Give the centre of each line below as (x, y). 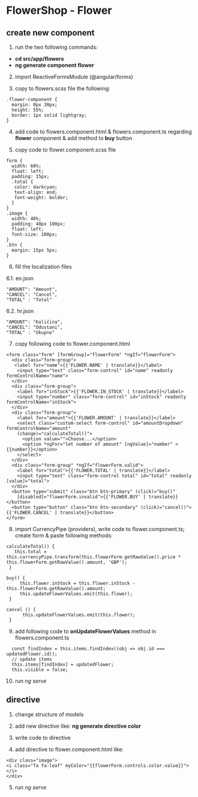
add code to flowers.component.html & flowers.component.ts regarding (103, 132)
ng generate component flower (54, 65)
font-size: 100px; (35, 235)
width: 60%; (27, 166)
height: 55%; (28, 110)
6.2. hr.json (20, 311)
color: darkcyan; (36, 187)
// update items (32, 659)
